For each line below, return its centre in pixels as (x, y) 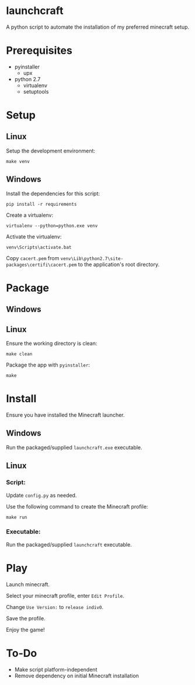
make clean (19, 354)
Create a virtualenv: (30, 215)
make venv (18, 161)
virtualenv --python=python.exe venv (52, 226)
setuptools (36, 91)
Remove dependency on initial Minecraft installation (76, 676)
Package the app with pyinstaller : (48, 365)
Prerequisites (39, 51)
